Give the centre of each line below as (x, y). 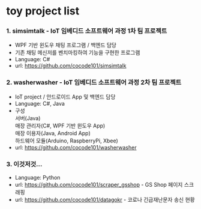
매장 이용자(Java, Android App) (53, 133)
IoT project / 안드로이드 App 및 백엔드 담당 (65, 97)
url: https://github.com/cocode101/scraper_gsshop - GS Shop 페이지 (99, 185)
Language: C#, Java (40, 103)
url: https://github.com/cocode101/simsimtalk (70, 66)
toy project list (43, 11)
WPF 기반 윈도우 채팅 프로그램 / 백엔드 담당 (66, 45)
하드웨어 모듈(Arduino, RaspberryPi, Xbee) (66, 141)
